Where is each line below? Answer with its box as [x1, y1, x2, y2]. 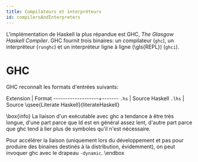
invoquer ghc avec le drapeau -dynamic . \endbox [6, 150, 125, 157]
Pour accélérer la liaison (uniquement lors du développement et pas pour [6, 137, 184, 144]
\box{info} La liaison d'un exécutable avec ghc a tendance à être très [6, 113, 174, 120]
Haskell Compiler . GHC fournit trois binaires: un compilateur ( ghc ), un [6, 37, 174, 44]
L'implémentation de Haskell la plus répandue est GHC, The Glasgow [6, 30, 174, 37]
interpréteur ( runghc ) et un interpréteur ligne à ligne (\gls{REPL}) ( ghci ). [6, 43, 180, 50]
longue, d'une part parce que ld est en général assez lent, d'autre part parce [6, 119, 193, 126]
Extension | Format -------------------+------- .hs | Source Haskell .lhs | [6, 95, 185, 102]
